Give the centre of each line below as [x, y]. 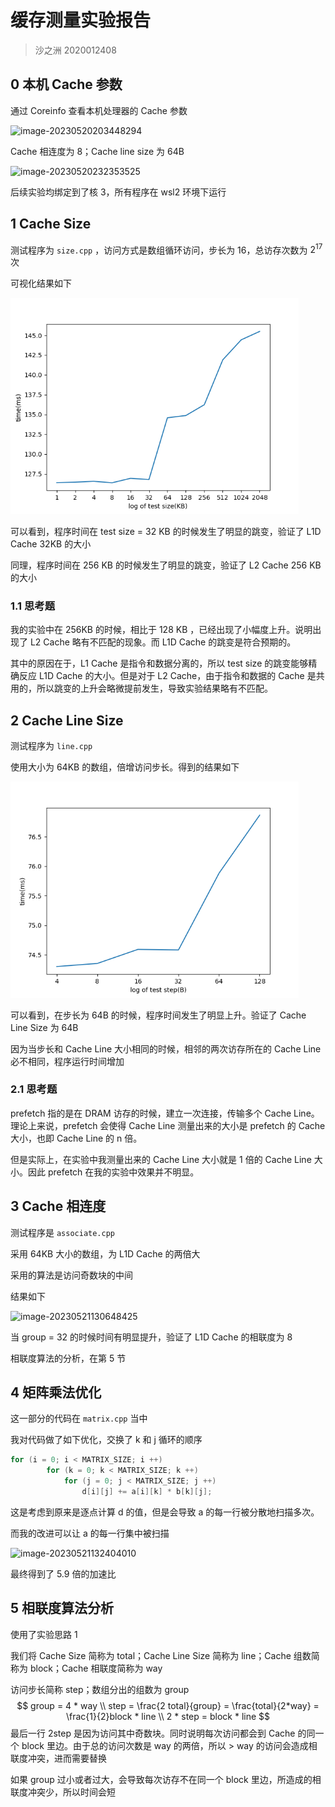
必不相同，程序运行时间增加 [67, 1061]
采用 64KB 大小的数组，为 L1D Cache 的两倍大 [105, 1253]
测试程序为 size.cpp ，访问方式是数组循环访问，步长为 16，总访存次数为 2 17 [166, 249]
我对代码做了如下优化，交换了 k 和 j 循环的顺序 [106, 1440]
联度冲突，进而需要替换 [58, 1758]
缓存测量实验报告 [81, 20]
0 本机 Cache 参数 [66, 84]
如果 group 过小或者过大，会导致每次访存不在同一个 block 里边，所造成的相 [166, 1779]
